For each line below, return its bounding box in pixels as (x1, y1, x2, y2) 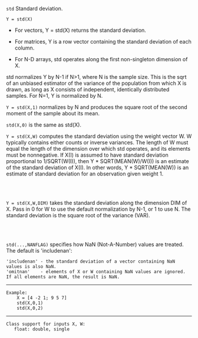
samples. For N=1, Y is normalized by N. (6, 92, 103, 99)
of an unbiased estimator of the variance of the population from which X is (6, 79, 187, 87)
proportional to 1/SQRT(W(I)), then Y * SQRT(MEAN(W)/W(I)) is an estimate (6, 158, 190, 164)
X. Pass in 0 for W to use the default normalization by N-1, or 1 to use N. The (6, 206, 191, 213)
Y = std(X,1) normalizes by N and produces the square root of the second (6, 104, 187, 111)
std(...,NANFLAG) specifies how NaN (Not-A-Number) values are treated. (6, 241, 184, 248)
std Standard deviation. (6, 5, 63, 12)
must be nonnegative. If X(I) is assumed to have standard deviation (6, 151, 169, 158)
